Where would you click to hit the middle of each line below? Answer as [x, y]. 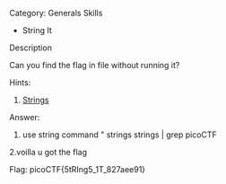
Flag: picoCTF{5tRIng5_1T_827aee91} [78, 169]
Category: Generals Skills [56, 13]
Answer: [25, 117]
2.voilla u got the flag [48, 152]
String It [37, 30]
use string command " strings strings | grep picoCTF [119, 135]
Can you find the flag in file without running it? [95, 65]
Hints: [20, 83]
